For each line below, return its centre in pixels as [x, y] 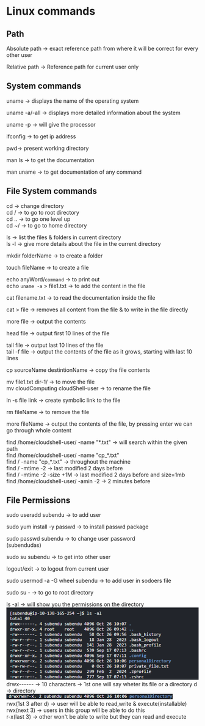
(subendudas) [24, 545]
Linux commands [51, 11]
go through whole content [39, 430]
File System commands [52, 191]
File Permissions [38, 501]
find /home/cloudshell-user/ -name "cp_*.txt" [63, 455]
